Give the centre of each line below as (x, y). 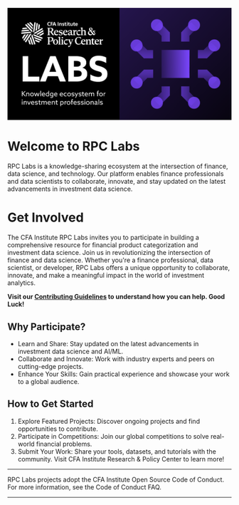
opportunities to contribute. (58, 429)
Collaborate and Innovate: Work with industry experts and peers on (116, 359)
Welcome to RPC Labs (74, 146)
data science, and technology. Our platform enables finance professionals (116, 174)
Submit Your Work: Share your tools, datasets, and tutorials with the (117, 451)
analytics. (21, 283)
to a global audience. (48, 381)
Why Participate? (47, 327)
